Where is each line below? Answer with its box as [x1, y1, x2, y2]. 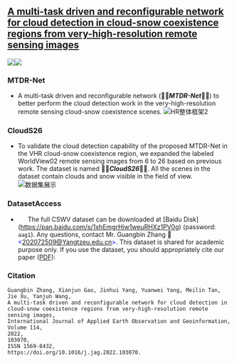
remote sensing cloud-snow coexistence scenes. [17, 107, 162, 116]
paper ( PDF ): [17, 253, 56, 261]
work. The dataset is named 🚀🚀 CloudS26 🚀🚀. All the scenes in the [17, 164, 211, 173]
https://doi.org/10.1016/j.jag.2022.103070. [7, 349, 142, 356]
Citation [7, 270, 36, 280]
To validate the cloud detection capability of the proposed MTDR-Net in [17, 142, 228, 150]
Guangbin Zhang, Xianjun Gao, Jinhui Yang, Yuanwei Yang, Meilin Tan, [7, 287, 221, 294]
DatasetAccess [7, 199, 62, 209]
